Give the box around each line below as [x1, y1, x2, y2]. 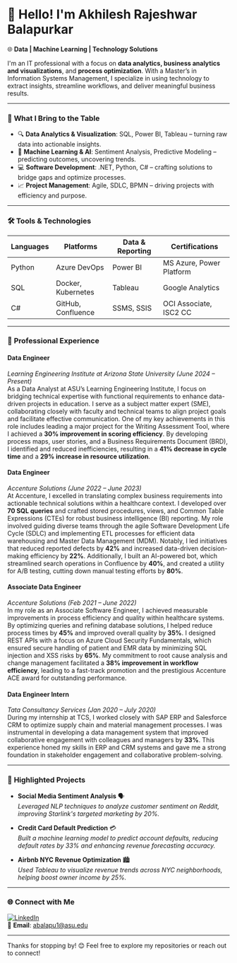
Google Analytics [163, 282, 220, 292]
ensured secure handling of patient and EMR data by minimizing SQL [7, 644, 207, 652]
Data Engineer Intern [7, 690, 69, 698]
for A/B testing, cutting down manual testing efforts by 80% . [7, 566, 183, 575]
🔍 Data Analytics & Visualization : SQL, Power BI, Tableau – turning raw [17, 130, 228, 139]
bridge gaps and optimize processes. [17, 173, 126, 182]
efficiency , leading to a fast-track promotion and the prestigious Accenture [7, 667, 226, 675]
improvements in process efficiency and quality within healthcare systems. [7, 613, 224, 622]
